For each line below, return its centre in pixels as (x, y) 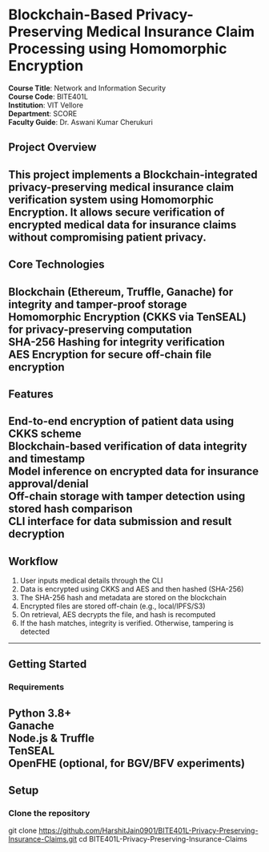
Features (31, 394)
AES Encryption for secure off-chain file (110, 354)
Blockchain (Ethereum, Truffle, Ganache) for (121, 291)
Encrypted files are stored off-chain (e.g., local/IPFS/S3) (112, 606)
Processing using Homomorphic (118, 49)
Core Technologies (57, 265)
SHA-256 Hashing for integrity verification (117, 342)
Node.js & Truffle (51, 738)
